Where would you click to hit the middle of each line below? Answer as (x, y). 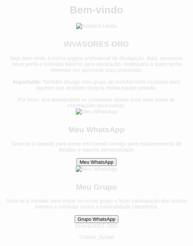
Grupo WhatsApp (96, 219)
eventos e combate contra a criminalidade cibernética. (96, 207)
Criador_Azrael (96, 237)
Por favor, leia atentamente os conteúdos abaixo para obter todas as (96, 100)
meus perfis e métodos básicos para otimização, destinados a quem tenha (96, 64)
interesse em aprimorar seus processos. (96, 70)
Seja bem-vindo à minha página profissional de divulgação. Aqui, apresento (96, 58)
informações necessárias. (96, 106)
